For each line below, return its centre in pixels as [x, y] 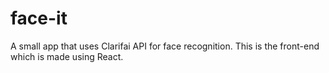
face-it [39, 18]
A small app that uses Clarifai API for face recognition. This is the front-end [165, 46]
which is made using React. [67, 56]
